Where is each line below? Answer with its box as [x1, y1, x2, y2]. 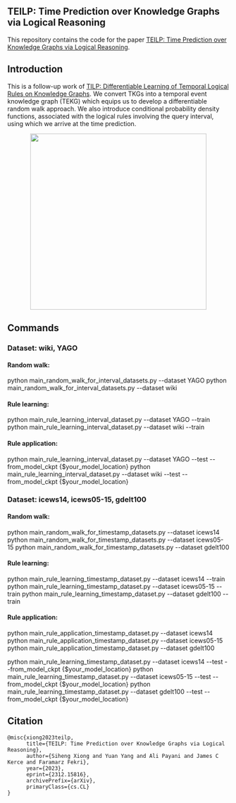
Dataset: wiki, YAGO [7, 343, 78, 353]
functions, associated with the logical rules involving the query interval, [7, 112, 214, 120]
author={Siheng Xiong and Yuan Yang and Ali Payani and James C [25, 752, 219, 759]
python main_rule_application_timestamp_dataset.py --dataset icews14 [7, 629, 213, 637]
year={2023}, [25, 764, 65, 772]
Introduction [7, 63, 63, 75]
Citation [7, 715, 44, 728]
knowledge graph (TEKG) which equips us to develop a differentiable [7, 97, 208, 105]
